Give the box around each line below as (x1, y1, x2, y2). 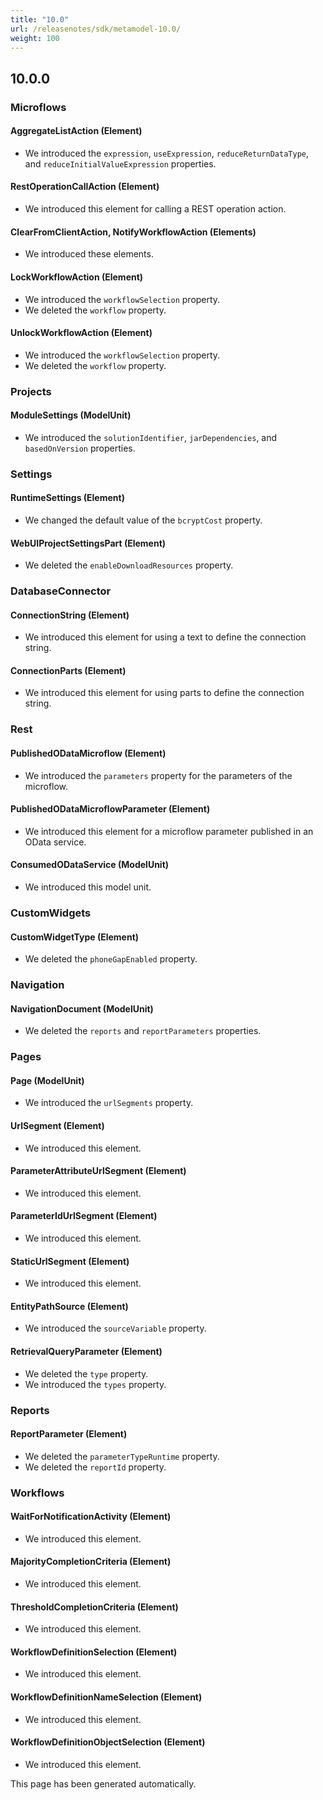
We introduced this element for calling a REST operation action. (24, 203, 287, 215)
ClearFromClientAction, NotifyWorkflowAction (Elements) (10, 226, 257, 238)
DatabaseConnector (10, 584, 112, 598)
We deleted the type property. (24, 1367, 149, 1380)
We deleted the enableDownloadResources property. (24, 559, 234, 571)
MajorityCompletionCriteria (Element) (10, 1556, 172, 1568)
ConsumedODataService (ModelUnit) (10, 859, 170, 871)
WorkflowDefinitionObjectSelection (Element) (10, 1736, 206, 1748)
